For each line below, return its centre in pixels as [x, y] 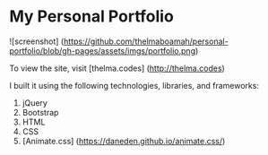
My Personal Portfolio [92, 17]
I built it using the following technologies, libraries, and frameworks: [134, 85]
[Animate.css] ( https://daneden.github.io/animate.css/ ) [124, 141]
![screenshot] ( [37, 41]
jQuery [35, 103]
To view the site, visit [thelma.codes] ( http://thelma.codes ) [117, 68]
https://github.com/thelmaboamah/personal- [146, 41]
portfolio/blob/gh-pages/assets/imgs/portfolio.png [102, 50]
